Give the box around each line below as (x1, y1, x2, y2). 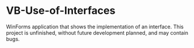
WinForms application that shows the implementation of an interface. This (6, 23, 184, 30)
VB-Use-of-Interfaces (6, 4, 116, 17)
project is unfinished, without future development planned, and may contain (6, 29, 189, 36)
